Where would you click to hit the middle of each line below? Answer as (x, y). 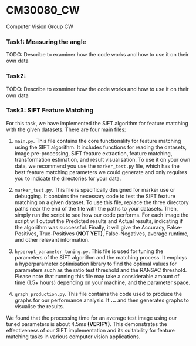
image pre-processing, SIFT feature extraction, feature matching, (93, 153)
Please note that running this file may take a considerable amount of (97, 276)
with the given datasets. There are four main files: (66, 129)
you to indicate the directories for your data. (68, 178)
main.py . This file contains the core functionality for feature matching (98, 141)
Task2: (16, 76)
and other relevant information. (52, 239)
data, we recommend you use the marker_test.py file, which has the (97, 166)
